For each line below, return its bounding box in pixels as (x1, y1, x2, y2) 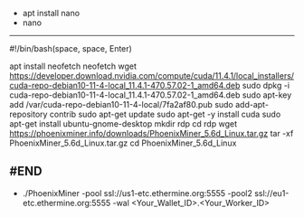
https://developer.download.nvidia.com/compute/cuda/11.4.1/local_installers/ (9, 71, 295, 80)
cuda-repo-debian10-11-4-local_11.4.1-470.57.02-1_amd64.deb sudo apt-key (9, 90, 292, 100)
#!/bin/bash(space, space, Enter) (9, 43, 133, 53)
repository (9, 108, 48, 119)
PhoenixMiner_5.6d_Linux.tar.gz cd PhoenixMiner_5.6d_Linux (9, 137, 237, 148)
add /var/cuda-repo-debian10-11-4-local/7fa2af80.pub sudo (9, 99, 233, 109)
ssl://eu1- (254, 187, 290, 198)
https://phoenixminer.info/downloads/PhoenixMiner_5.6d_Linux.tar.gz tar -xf (9, 128, 294, 138)
